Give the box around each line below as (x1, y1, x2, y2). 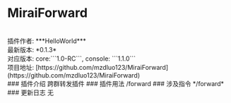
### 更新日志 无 (7, 88, 54, 97)
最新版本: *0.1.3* (7, 45, 57, 54)
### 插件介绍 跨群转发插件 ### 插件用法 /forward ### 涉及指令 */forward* (7, 79, 225, 87)
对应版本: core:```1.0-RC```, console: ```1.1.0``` (7, 54, 136, 63)
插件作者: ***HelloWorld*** (7, 37, 87, 45)
